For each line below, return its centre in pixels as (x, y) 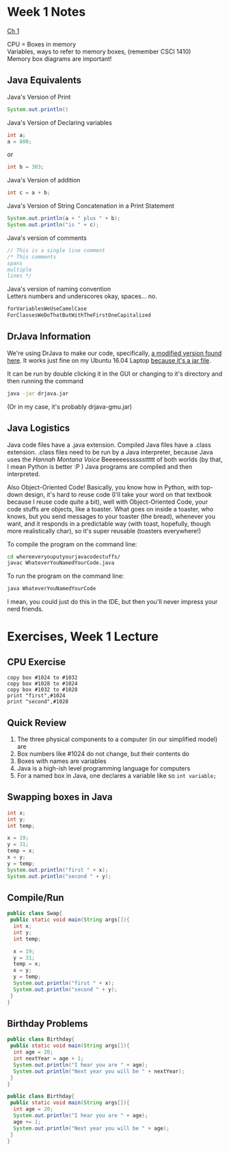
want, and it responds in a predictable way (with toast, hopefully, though (109, 523)
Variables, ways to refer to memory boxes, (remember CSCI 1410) (99, 51)
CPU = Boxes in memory (42, 44)
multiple (19, 269)
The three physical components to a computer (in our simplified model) (117, 739)
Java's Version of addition (44, 180)
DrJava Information (49, 337)
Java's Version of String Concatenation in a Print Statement (91, 206)
